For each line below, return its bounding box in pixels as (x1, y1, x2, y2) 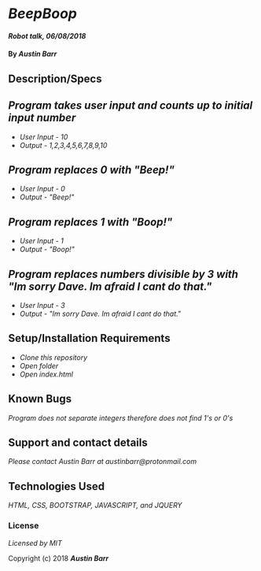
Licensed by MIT (8, 538, 63, 547)
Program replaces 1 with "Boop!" (8, 215, 173, 228)
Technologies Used (8, 480, 105, 493)
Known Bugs (8, 392, 72, 406)
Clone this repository (19, 352, 88, 362)
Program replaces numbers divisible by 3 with (8, 267, 238, 280)
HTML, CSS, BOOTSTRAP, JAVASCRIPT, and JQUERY (8, 501, 182, 510)
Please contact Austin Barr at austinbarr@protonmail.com (8, 457, 197, 466)
